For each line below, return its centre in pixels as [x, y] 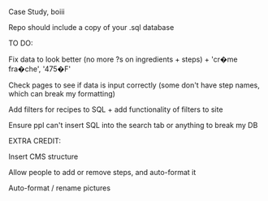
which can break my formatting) [62, 94]
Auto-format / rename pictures [60, 188]
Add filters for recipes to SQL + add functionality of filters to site [116, 109]
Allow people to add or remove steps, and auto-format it [102, 172]
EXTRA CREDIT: [35, 141]
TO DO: [21, 43]
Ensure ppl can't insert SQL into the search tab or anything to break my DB [133, 125]
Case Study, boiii [37, 12]
